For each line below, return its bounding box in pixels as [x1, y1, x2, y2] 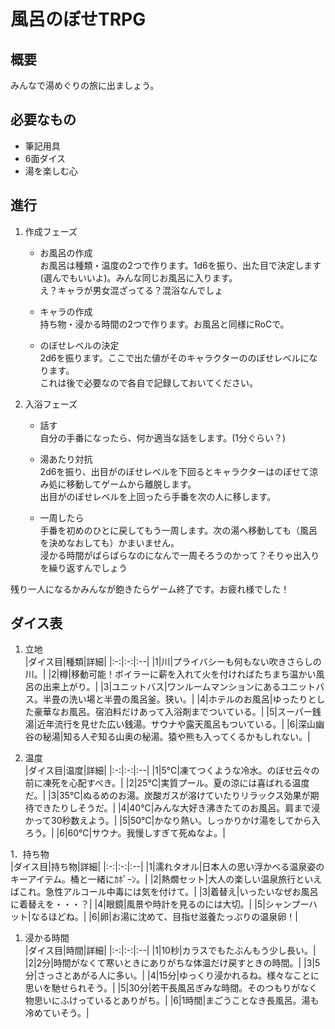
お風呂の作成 [39, 246, 93, 259]
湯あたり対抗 [39, 453, 93, 465]
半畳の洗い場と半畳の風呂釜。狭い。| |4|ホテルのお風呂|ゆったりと [42, 693, 317, 705]
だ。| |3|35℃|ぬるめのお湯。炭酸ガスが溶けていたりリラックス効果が [24, 790, 311, 802]
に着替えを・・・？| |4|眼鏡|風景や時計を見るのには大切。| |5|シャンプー [10, 898, 310, 910]
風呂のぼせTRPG [10, 8, 147, 31]
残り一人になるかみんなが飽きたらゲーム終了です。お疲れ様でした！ [10, 583, 290, 595]
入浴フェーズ [24, 398, 78, 410]
